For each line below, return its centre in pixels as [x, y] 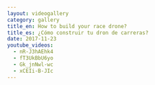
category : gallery [33, 20]
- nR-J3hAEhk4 [33, 52]
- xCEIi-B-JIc [33, 71]
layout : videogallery [38, 13]
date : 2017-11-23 [32, 39]
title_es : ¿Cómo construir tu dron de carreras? [78, 33]
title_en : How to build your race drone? [67, 26]
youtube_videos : [30, 45]
